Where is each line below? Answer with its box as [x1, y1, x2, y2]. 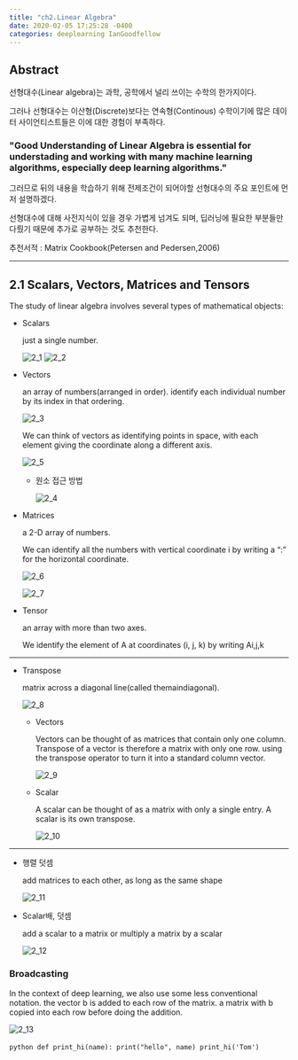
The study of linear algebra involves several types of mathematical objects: [9, 300, 284, 311]
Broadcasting [9, 968, 69, 980]
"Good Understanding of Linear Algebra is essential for [9, 139, 252, 152]
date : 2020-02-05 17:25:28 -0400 [9, 21, 133, 30]
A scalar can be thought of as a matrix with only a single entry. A [35, 804, 272, 815]
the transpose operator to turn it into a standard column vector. [35, 752, 266, 763]
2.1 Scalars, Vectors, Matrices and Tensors [9, 277, 250, 292]
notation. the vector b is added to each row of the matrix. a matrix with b [9, 997, 273, 1008]
